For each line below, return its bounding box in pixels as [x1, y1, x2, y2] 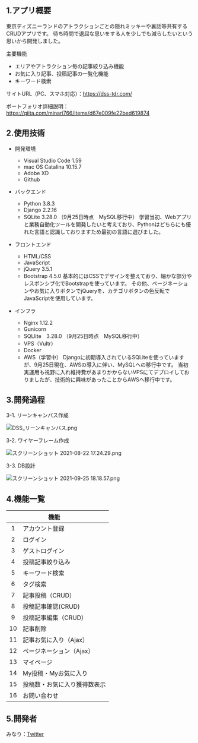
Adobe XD [23, 169, 49, 176]
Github [23, 176, 40, 183]
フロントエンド [14, 241, 52, 248]
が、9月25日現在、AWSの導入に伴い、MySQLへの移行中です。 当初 [23, 361, 189, 368]
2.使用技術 [6, 128, 46, 138]
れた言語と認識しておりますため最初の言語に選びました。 [23, 228, 164, 235]
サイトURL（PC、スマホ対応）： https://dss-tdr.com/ [6, 90, 132, 97]
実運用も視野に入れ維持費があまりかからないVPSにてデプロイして [23, 368, 185, 375]
